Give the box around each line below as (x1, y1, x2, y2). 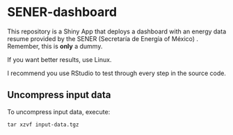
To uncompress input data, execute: (7, 107, 111, 116)
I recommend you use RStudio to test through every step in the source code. (7, 69, 226, 77)
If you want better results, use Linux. (7, 55, 112, 63)
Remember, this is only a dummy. (7, 42, 103, 50)
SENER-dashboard (7, 4, 117, 20)
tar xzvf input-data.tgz (7, 121, 79, 128)
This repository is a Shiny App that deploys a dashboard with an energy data (7, 27, 227, 35)
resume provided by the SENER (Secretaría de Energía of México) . (7, 34, 199, 42)
